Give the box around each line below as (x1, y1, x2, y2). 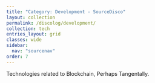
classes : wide (6, 37, 42, 43)
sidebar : (6, 43, 28, 49)
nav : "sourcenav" (12, 48, 56, 54)
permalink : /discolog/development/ (6, 20, 96, 26)
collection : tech (6, 25, 50, 32)
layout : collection (6, 14, 56, 20)
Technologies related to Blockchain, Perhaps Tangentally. (6, 70, 150, 77)
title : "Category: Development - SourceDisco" (6, 8, 126, 15)
